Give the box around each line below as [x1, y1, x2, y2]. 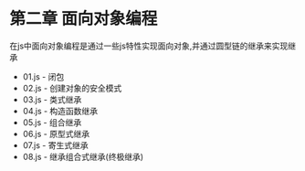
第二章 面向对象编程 [9, 8, 158, 29]
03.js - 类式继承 [22, 93, 82, 105]
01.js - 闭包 [22, 70, 65, 82]
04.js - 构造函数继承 [22, 105, 99, 116]
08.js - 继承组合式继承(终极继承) [22, 151, 144, 162]
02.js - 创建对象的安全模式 [22, 82, 122, 93]
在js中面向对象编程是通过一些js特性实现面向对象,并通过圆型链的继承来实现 [9, 40, 289, 51]
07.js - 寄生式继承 [22, 139, 89, 151]
